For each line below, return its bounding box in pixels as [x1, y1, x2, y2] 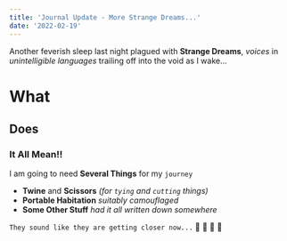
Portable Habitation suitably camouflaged [21, 195, 179, 205]
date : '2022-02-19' [9, 21, 82, 30]
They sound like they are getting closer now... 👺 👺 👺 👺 [9, 221, 223, 232]
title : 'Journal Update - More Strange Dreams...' [9, 12, 201, 22]
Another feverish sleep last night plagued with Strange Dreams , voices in [9, 45, 279, 56]
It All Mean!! [9, 149, 63, 160]
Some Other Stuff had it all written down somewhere [21, 205, 217, 215]
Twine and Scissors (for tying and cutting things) [21, 186, 209, 197]
